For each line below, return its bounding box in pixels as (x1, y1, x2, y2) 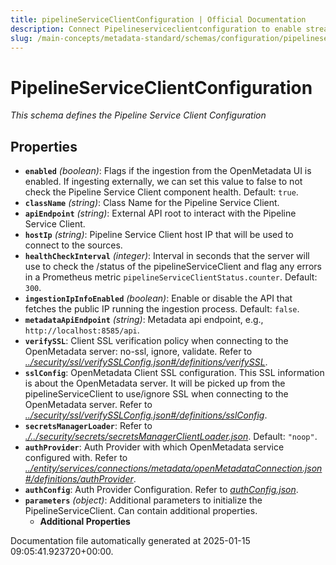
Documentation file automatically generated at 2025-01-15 (10, 535, 251, 547)
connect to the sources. (24, 239, 123, 251)
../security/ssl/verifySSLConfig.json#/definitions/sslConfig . (24, 409, 268, 421)
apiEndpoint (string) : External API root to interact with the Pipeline (24, 207, 297, 220)
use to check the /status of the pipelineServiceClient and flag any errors (24, 261, 322, 273)
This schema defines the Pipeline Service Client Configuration (10, 109, 267, 121)
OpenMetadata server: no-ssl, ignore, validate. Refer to (24, 346, 253, 358)
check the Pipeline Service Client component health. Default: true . (24, 186, 299, 198)
